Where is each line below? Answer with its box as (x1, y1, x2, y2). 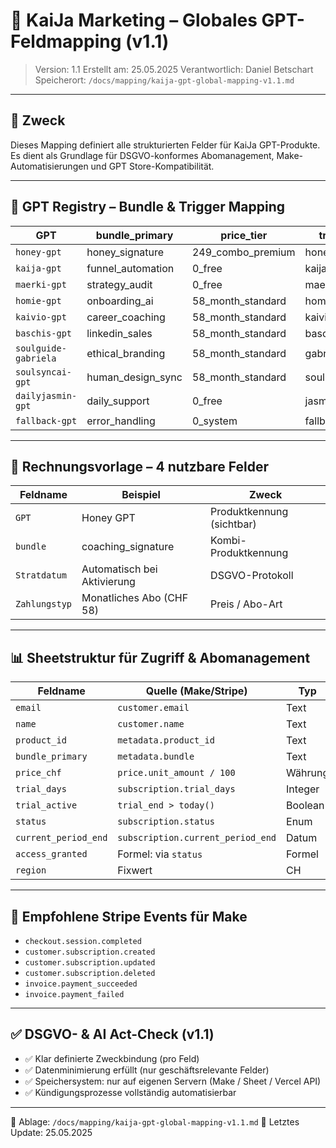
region (15, 865, 47, 876)
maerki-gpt (15, 279, 67, 290)
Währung (286, 766, 330, 780)
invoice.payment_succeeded (24, 979, 138, 989)
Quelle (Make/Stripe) (145, 684, 248, 698)
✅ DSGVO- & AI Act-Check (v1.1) (10, 1026, 215, 1043)
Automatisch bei (81, 562, 158, 576)
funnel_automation (86, 261, 175, 275)
